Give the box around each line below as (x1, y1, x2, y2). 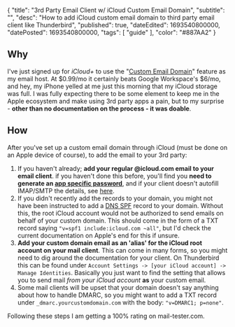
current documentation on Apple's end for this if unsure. (17, 231, 180, 239)
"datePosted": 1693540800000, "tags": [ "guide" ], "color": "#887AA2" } (7, 28, 217, 36)
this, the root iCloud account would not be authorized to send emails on (17, 209, 224, 217)
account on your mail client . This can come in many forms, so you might (17, 246, 228, 254)
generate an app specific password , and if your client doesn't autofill (17, 179, 219, 188)
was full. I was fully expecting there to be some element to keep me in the (7, 89, 220, 97)
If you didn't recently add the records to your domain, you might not (17, 194, 213, 202)
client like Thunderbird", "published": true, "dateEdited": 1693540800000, (7, 21, 220, 29)
